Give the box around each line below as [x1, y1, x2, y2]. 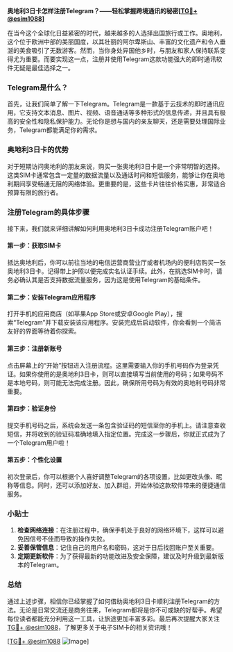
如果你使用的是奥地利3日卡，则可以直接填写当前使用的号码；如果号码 [19, 370, 218, 378]
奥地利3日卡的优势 [7, 145, 69, 155]
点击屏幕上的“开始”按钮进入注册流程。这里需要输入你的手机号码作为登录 [7, 361, 214, 369]
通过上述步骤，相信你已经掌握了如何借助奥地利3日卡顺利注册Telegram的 [7, 597, 214, 605]
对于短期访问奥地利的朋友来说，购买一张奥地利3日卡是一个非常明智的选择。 [7, 162, 224, 170]
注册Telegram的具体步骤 [7, 207, 90, 217]
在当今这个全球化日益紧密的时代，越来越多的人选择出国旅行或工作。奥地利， [7, 29, 226, 37]
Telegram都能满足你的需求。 [19, 126, 101, 134]
